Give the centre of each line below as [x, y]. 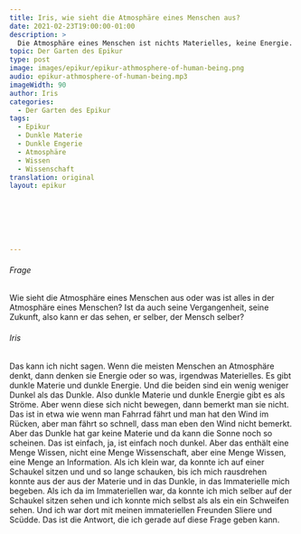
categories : [32, 102]
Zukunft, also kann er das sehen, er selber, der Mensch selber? [127, 317]
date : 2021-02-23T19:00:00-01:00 [72, 26]
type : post [30, 60]
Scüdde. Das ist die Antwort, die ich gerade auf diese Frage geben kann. [145, 520]
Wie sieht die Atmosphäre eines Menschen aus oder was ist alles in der [142, 298]
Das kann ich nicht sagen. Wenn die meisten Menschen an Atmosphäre [142, 366]
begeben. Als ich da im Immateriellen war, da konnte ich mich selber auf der [150, 491]
